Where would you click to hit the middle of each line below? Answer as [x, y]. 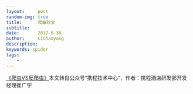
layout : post [27, 11]
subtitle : [18, 28]
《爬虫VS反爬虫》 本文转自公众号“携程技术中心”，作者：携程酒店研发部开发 [97, 78]
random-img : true [27, 17]
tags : [13, 55]
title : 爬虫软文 [31, 22]
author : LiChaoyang [35, 39]
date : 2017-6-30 [34, 33]
